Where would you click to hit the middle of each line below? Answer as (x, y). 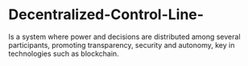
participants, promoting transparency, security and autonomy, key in (122, 45)
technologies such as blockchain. (64, 53)
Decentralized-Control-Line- (106, 15)
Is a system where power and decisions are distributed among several (124, 37)
